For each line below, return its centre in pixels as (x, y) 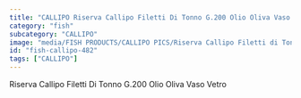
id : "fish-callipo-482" (54, 51)
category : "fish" (42, 26)
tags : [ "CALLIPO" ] (43, 59)
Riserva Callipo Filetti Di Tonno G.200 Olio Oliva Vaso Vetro (118, 84)
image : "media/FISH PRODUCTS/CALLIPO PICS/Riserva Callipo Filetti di (144, 42)
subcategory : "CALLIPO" (54, 34)
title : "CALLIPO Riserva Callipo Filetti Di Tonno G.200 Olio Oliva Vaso (150, 17)
